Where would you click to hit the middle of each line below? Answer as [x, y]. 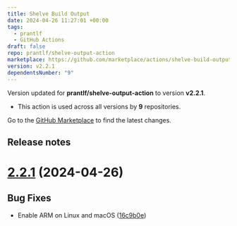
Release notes [39, 142]
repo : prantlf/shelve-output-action [61, 54]
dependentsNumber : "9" [41, 73]
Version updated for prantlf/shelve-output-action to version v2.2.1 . [107, 93]
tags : [15, 27]
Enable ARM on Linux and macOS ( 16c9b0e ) [82, 215]
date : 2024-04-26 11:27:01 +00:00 [58, 20]
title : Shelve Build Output [49, 14]
